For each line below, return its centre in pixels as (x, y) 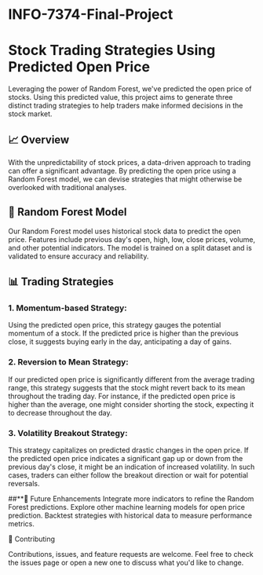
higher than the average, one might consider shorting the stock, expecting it (131, 404)
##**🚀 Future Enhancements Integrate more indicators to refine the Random (131, 499)
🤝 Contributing (32, 539)
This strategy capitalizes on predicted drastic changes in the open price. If (128, 450)
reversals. (24, 484)
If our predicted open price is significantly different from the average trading (131, 379)
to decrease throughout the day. (60, 412)
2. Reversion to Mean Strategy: (69, 362)
